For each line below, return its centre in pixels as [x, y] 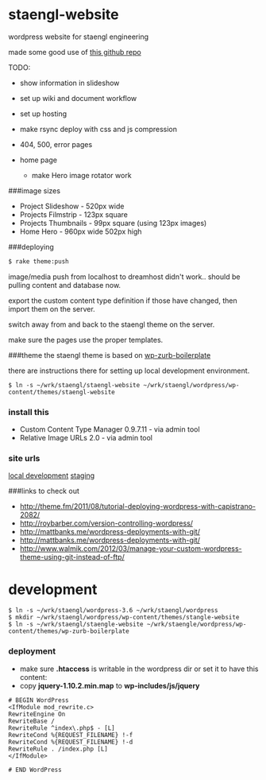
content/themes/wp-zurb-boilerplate [69, 631]
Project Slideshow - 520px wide [72, 206]
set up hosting [43, 114]
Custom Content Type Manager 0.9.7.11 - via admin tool [110, 429]
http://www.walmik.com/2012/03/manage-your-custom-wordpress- [131, 549]
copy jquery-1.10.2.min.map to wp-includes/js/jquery [110, 685]
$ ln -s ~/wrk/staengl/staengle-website [76, 625]
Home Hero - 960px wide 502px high [81, 231]
